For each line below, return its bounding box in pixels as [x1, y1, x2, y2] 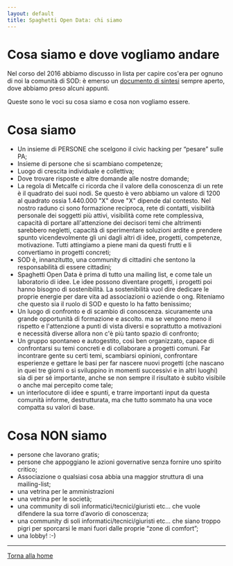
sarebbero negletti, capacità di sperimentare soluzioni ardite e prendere [17, 226, 223, 235]
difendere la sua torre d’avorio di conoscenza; [17, 510, 149, 518]
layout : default [7, 10, 54, 17]
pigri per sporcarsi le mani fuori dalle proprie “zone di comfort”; [17, 524, 199, 533]
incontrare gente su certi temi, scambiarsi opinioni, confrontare [17, 351, 198, 360]
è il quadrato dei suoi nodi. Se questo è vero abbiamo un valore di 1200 [17, 189, 221, 198]
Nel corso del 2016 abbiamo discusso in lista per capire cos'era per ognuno [7, 69, 223, 78]
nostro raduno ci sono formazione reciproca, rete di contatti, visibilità [17, 204, 215, 213]
